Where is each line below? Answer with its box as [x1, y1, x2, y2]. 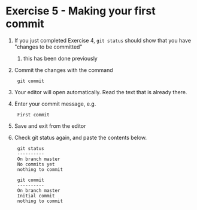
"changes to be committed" [14, 43, 83, 50]
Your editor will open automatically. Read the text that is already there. [14, 88, 187, 95]
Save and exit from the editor [14, 122, 86, 130]
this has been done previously [23, 55, 98, 62]
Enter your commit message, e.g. [14, 100, 96, 107]
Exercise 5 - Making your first [5, 4, 156, 18]
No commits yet [17, 161, 55, 167]
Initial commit [17, 193, 55, 199]
